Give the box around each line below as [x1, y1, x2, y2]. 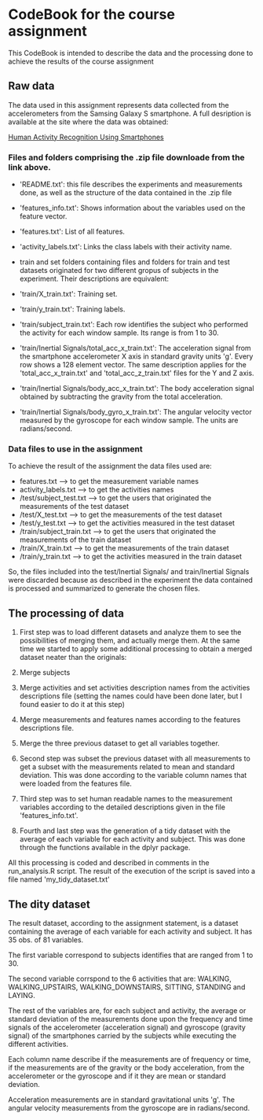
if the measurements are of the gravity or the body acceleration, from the [8, 1063, 245, 1072]
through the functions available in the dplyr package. [19, 843, 191, 853]
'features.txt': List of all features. [19, 227, 126, 237]
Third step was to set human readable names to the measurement [19, 794, 233, 804]
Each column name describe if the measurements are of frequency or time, [8, 1054, 251, 1063]
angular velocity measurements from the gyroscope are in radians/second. [8, 1103, 250, 1112]
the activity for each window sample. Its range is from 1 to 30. [19, 328, 220, 337]
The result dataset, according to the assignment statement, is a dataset [8, 918, 239, 927]
